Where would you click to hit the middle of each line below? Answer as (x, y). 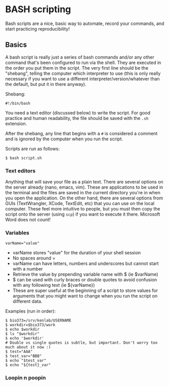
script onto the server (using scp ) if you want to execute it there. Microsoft (83, 214)
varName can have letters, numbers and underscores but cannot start (86, 263)
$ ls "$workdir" (22, 334)
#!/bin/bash (18, 103)
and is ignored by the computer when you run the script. (64, 139)
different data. (27, 302)
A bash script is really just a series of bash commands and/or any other (80, 57)
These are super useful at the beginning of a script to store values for (85, 290)
